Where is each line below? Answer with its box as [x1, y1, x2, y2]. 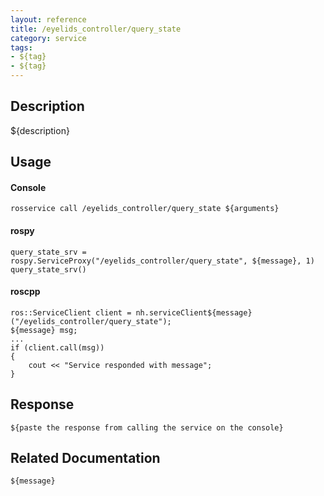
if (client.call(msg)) [10, 342, 105, 353]
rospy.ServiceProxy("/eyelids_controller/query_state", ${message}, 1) [10, 256, 315, 266]
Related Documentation [10, 450, 161, 467]
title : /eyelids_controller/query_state [10, 24, 182, 34]
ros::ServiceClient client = [10, 307, 132, 318]
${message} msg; [10, 325, 78, 335]
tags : [10, 42, 33, 53]
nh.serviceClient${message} [135, 307, 253, 318]
